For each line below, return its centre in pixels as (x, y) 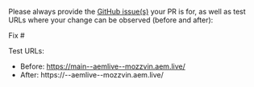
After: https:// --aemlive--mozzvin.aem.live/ (92, 75)
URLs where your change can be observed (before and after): (111, 20)
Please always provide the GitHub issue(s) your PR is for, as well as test (127, 12)
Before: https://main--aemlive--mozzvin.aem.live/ (102, 66)
